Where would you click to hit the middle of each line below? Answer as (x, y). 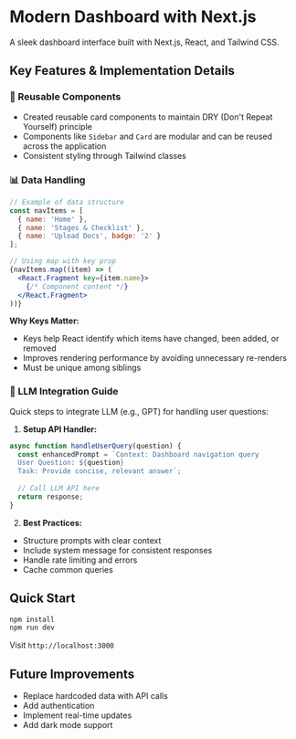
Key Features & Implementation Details (122, 71)
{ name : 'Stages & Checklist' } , (81, 227)
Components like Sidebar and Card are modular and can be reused (147, 136)
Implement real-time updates (77, 715)
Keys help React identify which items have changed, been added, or (151, 339)
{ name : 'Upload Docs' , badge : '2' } (90, 236)
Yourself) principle (58, 126)
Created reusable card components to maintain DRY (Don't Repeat (148, 117)
